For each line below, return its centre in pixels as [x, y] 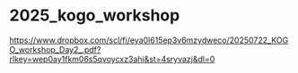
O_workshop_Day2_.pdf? [55, 49]
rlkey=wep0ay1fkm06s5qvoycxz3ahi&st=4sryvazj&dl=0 [112, 59]
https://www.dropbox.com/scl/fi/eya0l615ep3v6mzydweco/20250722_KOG [149, 40]
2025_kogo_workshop [95, 16]
